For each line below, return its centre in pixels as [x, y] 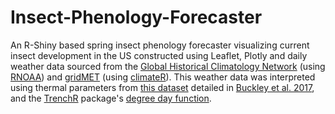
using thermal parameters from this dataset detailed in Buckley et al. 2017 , [162, 87]
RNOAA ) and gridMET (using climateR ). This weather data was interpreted [163, 77]
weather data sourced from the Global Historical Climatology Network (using [168, 66]
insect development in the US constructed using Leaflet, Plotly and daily [159, 55]
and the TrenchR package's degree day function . [111, 98]
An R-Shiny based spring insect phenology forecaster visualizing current [160, 45]
